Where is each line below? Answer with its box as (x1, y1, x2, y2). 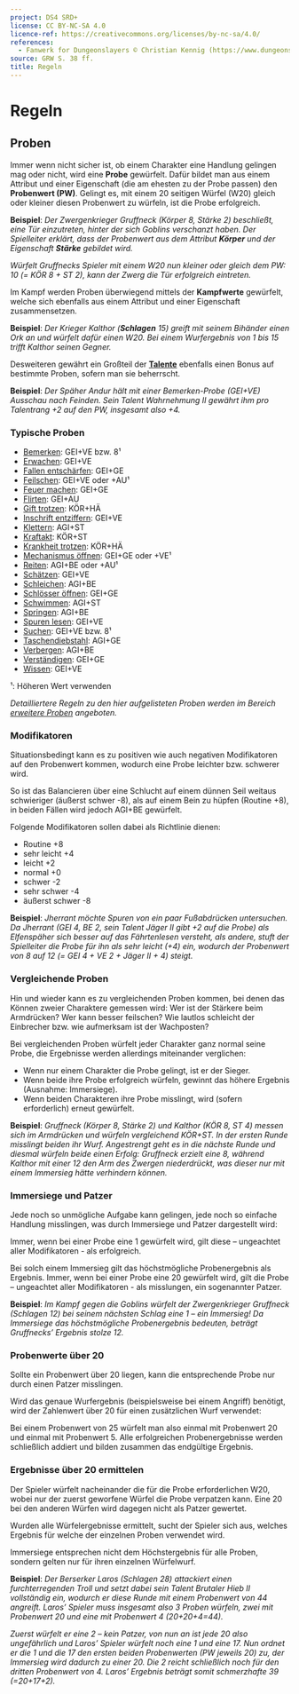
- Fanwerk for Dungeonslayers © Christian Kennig (18, 46, 205, 55)
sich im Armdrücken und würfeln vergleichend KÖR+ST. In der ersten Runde (10, 1129, 288, 1140)
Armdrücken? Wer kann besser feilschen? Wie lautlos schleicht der (10, 1011, 256, 1022)
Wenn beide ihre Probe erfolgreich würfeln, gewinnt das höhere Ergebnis (22, 1074, 290, 1085)
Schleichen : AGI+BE (22, 579, 97, 590)
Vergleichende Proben (10, 973, 109, 986)
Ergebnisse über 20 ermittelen (10, 1464, 145, 1476)
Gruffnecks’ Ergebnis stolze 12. (10, 1327, 124, 1338)
